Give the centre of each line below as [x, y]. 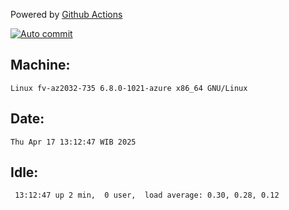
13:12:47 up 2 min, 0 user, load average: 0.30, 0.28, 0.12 [147, 195]
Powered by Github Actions [66, 14]
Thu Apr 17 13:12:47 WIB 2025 [73, 142]
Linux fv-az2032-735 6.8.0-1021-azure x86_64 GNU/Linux [129, 88]
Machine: [40, 65]
